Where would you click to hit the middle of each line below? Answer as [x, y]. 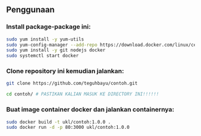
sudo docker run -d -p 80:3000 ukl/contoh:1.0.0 [68, 128]
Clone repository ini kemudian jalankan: [65, 71]
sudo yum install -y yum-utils [45, 39]
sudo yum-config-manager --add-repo [52, 45]
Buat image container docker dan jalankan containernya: [90, 110]
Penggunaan [31, 10]
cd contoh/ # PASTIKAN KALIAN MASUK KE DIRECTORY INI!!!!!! [83, 94]
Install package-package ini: [48, 27]
